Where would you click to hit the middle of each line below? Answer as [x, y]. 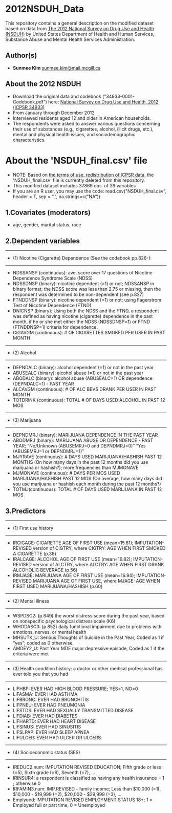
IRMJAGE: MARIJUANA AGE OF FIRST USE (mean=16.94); [74, 575]
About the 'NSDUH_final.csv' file [76, 161]
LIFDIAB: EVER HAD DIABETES [45, 716]
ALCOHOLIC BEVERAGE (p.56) [45, 570]
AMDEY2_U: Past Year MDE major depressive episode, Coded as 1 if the [89, 648]
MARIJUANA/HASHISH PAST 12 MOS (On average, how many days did [87, 479]
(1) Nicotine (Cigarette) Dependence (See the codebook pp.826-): [82, 258]
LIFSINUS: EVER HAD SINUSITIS [47, 726]
